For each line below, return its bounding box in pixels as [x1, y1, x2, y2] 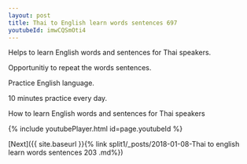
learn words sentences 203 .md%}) [8, 147, 124, 158]
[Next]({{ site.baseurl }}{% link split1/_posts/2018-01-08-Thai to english [8, 140, 240, 149]
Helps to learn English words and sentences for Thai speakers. [8, 48, 212, 58]
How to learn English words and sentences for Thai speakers [8, 109, 206, 118]
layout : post [8, 11, 51, 20]
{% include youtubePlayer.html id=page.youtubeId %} [8, 124, 183, 134]
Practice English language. [8, 78, 94, 88]
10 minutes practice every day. [8, 94, 108, 103]
